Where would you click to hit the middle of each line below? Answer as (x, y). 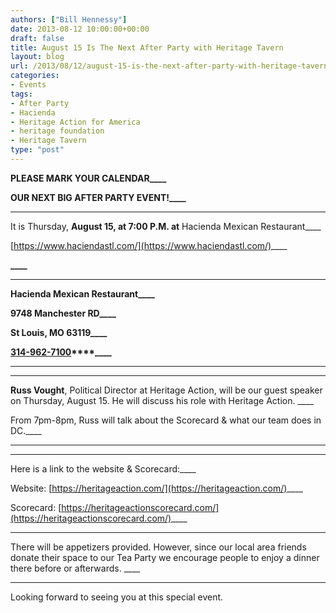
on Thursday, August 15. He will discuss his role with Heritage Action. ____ (162, 400)
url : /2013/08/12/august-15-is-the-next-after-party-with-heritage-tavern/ (171, 66)
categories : (35, 76)
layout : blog (37, 57)
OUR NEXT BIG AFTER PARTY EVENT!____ (98, 197)
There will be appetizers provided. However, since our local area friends (158, 547)
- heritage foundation (57, 131)
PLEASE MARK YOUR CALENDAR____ (88, 178)
